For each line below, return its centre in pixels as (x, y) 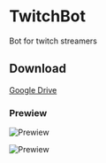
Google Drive (33, 89)
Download (38, 69)
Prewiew (28, 113)
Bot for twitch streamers (53, 41)
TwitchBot (48, 16)
